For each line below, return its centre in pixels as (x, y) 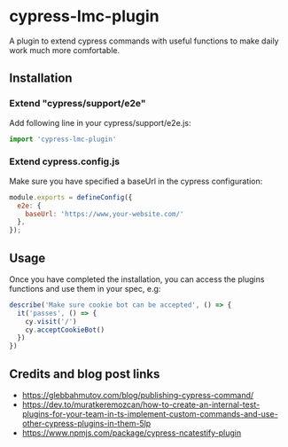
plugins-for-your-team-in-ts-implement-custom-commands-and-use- (150, 414)
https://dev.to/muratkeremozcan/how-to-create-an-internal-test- (141, 404)
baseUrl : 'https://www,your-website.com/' (105, 214)
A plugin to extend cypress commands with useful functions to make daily (144, 41)
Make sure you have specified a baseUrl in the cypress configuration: (136, 181)
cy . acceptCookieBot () (65, 330)
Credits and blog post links (85, 374)
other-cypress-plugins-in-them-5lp (86, 424)
